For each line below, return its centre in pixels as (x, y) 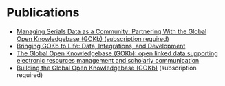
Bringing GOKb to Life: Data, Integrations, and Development (101, 46)
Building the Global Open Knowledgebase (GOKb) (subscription (106, 68)
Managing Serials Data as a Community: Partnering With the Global (111, 31)
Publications (43, 13)
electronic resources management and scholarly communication (108, 60)
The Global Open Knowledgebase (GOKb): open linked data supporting (117, 53)
